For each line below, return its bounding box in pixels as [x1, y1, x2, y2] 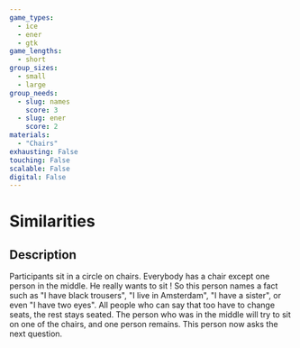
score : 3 [25, 105, 59, 114]
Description [9, 247, 77, 262]
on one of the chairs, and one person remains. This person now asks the [9, 319, 278, 330]
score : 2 [25, 123, 59, 132]
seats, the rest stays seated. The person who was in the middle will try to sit [9, 309, 291, 320]
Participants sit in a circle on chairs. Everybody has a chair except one [9, 271, 270, 282]
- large [17, 80, 47, 89]
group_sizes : [9, 64, 59, 73]
